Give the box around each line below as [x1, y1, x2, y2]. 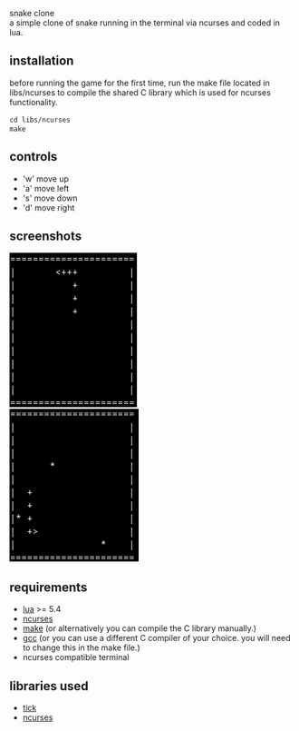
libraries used [9, 678, 89, 694]
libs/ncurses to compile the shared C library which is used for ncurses [9, 86, 272, 98]
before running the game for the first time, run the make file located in [9, 77, 270, 88]
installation [9, 54, 74, 69]
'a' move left [22, 183, 70, 193]
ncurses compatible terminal [22, 652, 130, 663]
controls [9, 149, 58, 164]
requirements [9, 579, 88, 595]
